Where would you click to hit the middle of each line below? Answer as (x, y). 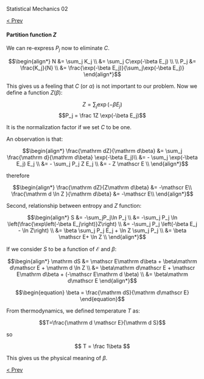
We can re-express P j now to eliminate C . (58, 49)
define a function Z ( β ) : (34, 93)
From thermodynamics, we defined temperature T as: (73, 311)
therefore (18, 175)
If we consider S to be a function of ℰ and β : (62, 249)
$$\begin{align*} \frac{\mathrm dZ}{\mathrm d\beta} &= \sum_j (102, 151)
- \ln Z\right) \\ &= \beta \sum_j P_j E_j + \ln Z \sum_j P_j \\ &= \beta (102, 230)
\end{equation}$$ (102, 299)
